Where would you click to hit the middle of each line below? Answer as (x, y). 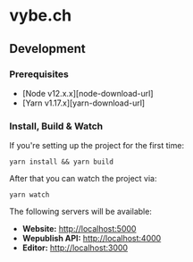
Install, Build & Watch (56, 126)
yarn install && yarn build (62, 162)
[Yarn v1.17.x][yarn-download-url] (84, 103)
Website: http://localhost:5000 (79, 229)
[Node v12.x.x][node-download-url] (88, 93)
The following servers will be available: (80, 212)
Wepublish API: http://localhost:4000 (92, 239)
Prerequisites (39, 74)
